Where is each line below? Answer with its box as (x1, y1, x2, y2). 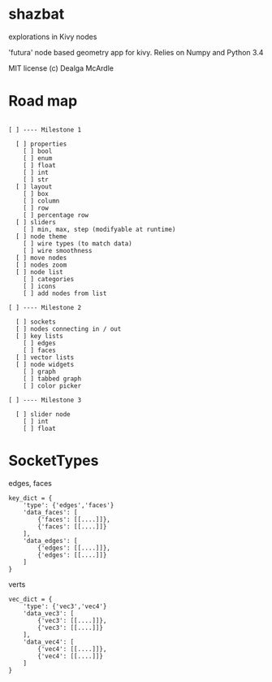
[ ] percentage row (23, 211, 89, 219)
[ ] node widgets (15, 360, 75, 368)
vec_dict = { (8, 595, 53, 603)
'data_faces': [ (23, 508, 79, 516)
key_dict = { (8, 493, 53, 502)
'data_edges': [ (23, 536, 79, 545)
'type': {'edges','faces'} (23, 501, 114, 509)
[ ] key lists (15, 332, 63, 340)
